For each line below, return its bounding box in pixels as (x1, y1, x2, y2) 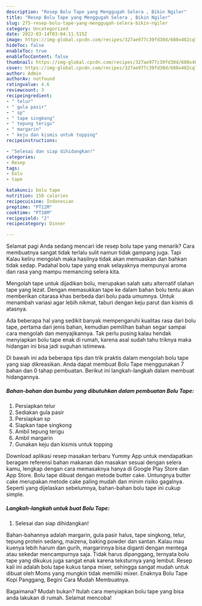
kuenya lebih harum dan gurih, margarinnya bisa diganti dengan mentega (6, 544, 188, 551)
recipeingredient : (6, 93, 52, 99)
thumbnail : (6, 59, 34, 65)
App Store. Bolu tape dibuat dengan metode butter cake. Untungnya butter (6, 472, 191, 479)
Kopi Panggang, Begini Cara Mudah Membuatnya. (6, 576, 130, 584)
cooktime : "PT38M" (6, 209, 52, 215)
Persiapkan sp (14, 415, 51, 422)
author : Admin (6, 70, 42, 76)
